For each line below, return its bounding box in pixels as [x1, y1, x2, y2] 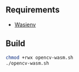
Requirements [5, 5, 60, 15]
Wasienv [14, 21, 36, 28]
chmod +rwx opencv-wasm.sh [5, 54, 74, 61]
